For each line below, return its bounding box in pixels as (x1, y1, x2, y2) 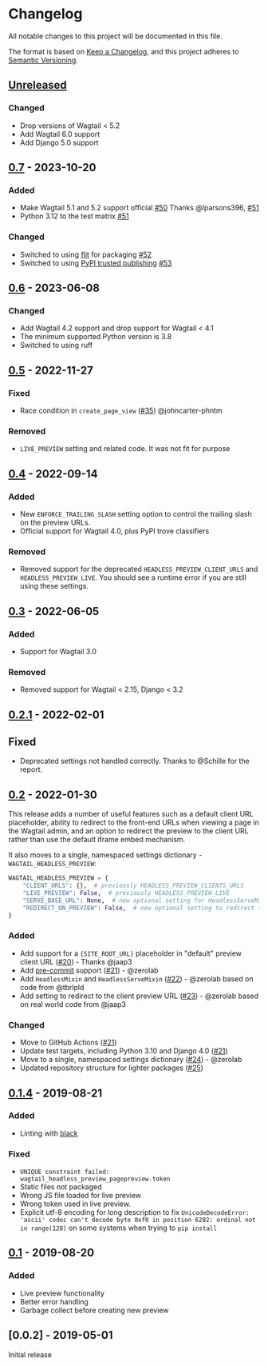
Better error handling (19, 1296, 89, 1306)
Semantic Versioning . (8, 55, 78, 65)
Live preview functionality (19, 1288, 105, 1298)
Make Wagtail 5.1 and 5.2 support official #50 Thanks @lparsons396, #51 (19, 203, 259, 213)
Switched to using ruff (19, 341, 93, 350)
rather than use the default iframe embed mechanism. (8, 835, 186, 845)
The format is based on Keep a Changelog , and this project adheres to (8, 46, 239, 56)
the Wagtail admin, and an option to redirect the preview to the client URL (8, 826, 249, 836)
